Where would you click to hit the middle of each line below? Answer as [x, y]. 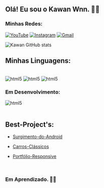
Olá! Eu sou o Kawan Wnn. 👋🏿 [53, 9]
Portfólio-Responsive [34, 156]
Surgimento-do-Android [37, 137]
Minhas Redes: [24, 24]
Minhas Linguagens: [38, 61]
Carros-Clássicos [31, 147]
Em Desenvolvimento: [33, 92]
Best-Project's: [30, 124]
